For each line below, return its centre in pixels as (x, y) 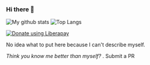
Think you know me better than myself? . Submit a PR (71, 56)
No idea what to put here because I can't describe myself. (76, 45)
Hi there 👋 (20, 9)
